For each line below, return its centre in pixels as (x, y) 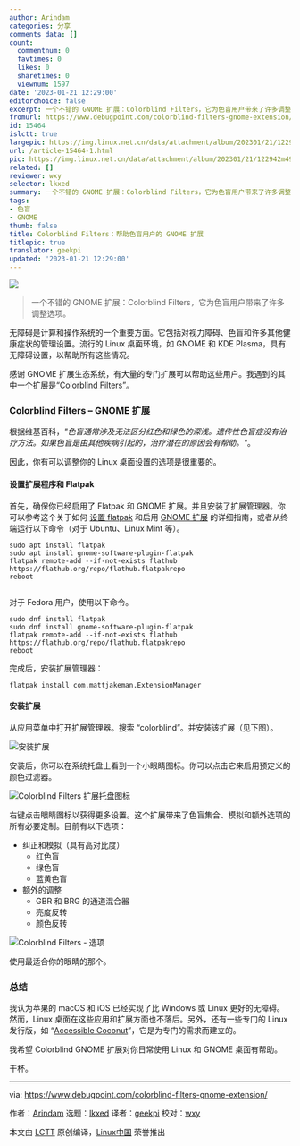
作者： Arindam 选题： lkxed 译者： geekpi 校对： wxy (105, 1113)
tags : (19, 201)
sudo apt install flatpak (57, 545)
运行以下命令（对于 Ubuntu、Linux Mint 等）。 (100, 528)
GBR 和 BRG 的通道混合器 (82, 901)
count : (21, 43)
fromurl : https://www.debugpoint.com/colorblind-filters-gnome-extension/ (151, 117)
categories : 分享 (40, 26)
